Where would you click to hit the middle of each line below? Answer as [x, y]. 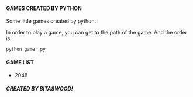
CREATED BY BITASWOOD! [39, 89]
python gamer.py [26, 50]
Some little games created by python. [51, 21]
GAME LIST [20, 62]
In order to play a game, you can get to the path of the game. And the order [97, 33]
